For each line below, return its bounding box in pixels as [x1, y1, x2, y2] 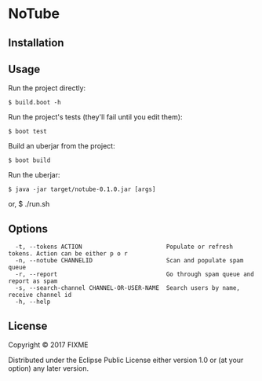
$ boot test [8, 127, 47, 136]
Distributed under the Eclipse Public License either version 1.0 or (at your [8, 355, 244, 365]
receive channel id [8, 291, 72, 299]
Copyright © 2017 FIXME [8, 340, 89, 350]
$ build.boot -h [8, 99, 61, 107]
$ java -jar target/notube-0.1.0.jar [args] [8, 185, 156, 193]
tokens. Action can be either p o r [8, 250, 128, 258]
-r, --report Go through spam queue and [15, 270, 255, 279]
